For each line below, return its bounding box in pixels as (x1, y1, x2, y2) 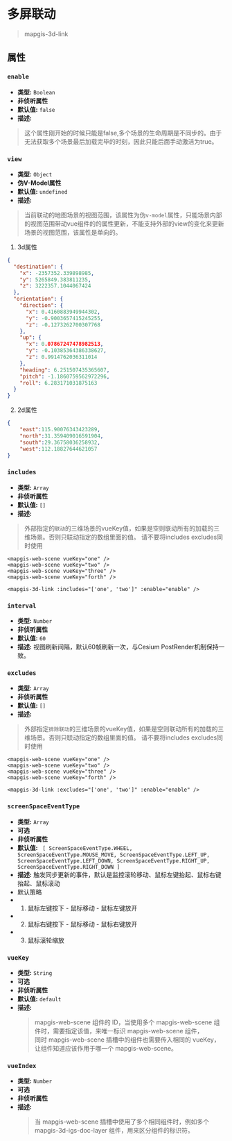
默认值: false (17, 105, 55, 113)
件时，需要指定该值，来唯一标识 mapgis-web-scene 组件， (34, 1026, 204, 1035)
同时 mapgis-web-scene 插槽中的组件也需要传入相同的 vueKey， (34, 1035, 220, 1044)
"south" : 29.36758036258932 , (19, 439, 100, 446)
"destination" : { (13, 263, 64, 270)
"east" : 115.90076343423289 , (19, 426, 100, 433)
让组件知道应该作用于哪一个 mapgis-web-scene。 (34, 1044, 178, 1052)
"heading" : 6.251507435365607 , (19, 366, 110, 374)
